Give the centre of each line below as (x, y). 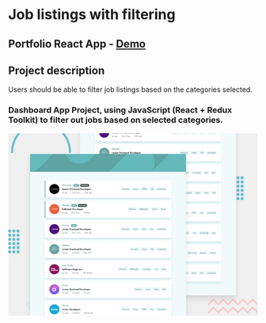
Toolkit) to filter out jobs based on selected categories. (116, 120)
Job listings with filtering (92, 15)
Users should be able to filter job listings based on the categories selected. (131, 89)
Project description (57, 70)
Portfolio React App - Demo (77, 44)
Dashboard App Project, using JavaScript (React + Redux (120, 110)
